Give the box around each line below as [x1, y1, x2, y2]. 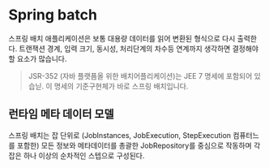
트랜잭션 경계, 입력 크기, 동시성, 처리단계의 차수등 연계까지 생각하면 [19, 43, 231, 54]
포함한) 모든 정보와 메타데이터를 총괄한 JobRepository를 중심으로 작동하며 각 [16, 140, 261, 150]
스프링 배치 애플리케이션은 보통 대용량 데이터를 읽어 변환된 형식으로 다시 [8, 33, 236, 43]
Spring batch [8, 6, 97, 24]
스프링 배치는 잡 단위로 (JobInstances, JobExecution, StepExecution [8, 130, 232, 140]
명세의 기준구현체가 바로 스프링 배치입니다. [53, 81, 189, 91]
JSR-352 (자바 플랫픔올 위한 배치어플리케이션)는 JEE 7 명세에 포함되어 [28, 71, 253, 80]
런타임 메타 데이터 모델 [8, 107, 115, 121]
